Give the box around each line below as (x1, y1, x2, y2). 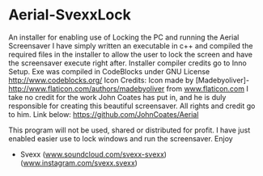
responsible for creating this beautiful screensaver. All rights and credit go (8, 101, 256, 111)
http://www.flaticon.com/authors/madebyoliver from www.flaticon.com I (8, 83, 248, 94)
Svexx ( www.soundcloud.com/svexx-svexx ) (19, 149, 168, 159)
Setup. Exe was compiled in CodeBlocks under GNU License (8, 66, 210, 76)
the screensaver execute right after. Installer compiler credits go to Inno (8, 58, 247, 68)
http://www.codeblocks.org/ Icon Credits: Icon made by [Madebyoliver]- (8, 75, 249, 85)
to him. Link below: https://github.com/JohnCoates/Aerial (8, 109, 199, 119)
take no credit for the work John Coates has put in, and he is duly (8, 92, 227, 102)
